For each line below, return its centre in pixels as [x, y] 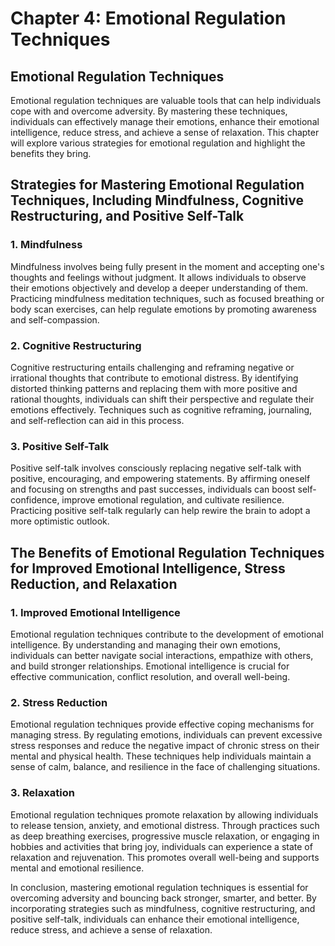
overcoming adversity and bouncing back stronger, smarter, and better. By [163, 898]
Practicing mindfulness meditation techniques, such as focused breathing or [167, 298]
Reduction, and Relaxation [94, 583]
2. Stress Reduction [59, 702]
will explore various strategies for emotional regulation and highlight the [158, 143]
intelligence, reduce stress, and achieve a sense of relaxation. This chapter [165, 132]
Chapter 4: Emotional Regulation [148, 18]
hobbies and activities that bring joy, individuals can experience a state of [161, 846]
